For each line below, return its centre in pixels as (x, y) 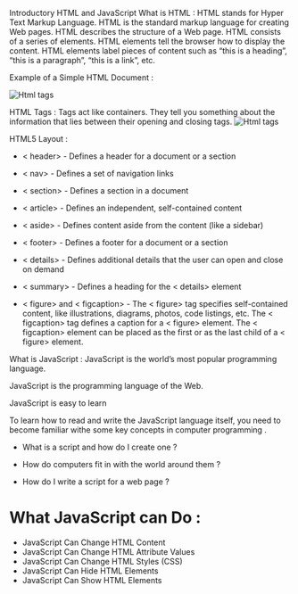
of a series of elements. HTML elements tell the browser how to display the (147, 41)
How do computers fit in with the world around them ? (121, 464)
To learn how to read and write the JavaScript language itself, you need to (145, 420)
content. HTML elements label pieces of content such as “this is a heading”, (149, 51)
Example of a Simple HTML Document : (82, 78)
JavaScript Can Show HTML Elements (92, 580)
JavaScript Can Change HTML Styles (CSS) (102, 561)
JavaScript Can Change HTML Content (94, 542)
